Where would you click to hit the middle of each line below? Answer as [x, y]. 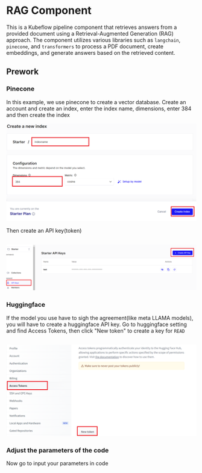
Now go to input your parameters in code [57, 463]
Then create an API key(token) [44, 230]
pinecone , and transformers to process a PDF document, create [85, 46]
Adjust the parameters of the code [58, 450]
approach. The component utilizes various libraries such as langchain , [93, 40]
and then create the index [38, 114]
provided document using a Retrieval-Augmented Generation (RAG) [90, 33]
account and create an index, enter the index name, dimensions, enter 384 [99, 108]
